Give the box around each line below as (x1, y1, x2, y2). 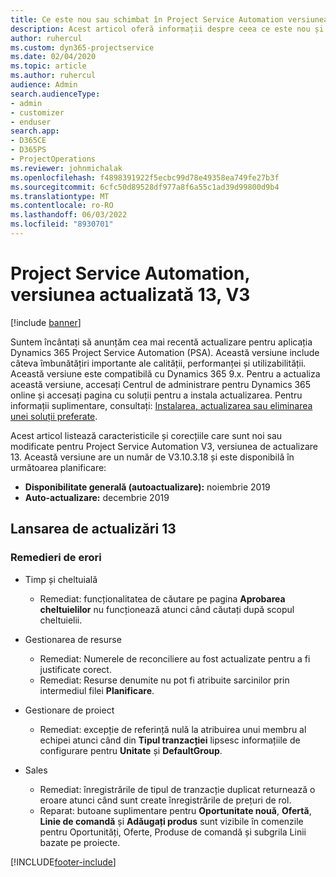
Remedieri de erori (10, 551, 102, 565)
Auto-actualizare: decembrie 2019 (24, 491, 170, 503)
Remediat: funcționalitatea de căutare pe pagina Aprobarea (39, 592, 286, 605)
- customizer (10, 107, 65, 118)
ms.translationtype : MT (10, 191, 110, 201)
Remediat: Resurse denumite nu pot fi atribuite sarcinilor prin (39, 674, 290, 686)
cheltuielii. (39, 614, 83, 626)
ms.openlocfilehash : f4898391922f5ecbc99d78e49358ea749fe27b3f (10, 172, 280, 183)
